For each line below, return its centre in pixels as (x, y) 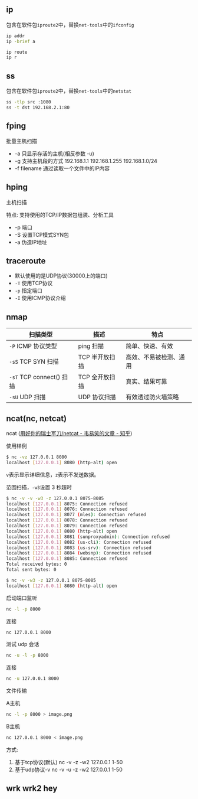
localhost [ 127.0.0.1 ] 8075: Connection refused (67, 504)
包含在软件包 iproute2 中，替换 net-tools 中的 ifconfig (70, 25)
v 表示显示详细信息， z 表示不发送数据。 (53, 474)
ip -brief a (21, 41)
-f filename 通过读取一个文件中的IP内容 (62, 168)
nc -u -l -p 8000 (27, 655)
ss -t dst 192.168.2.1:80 (38, 107)
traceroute (26, 261)
